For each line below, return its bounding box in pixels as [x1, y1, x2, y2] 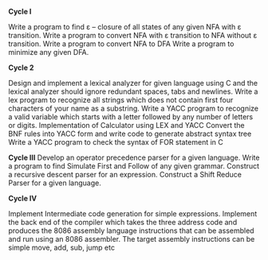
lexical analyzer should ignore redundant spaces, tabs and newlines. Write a [8, 87, 258, 96]
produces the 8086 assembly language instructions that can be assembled [8, 226, 254, 235]
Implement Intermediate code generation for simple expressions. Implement [8, 209, 258, 218]
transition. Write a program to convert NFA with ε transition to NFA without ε [8, 31, 258, 40]
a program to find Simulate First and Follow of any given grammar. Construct [8, 161, 260, 170]
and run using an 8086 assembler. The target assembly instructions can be [8, 235, 255, 243]
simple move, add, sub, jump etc [8, 243, 116, 252]
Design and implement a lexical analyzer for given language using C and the [8, 79, 258, 87]
